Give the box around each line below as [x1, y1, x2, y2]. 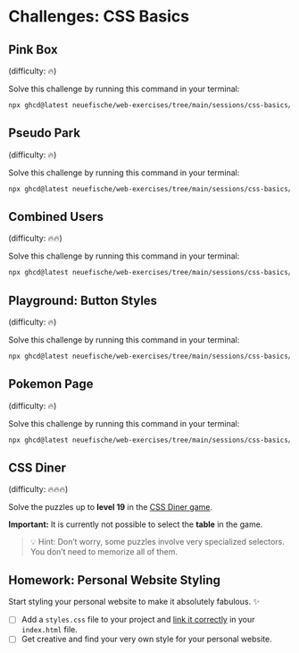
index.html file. [21, 624, 78, 635]
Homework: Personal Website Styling [8, 572, 220, 588]
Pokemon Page [8, 377, 94, 392]
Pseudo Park [8, 125, 81, 140]
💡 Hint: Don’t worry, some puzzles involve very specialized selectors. [29, 537, 285, 547]
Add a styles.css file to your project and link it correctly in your [21, 615, 255, 625]
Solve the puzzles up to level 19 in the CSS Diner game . [8, 502, 213, 513]
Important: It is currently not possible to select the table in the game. [8, 519, 263, 530]
